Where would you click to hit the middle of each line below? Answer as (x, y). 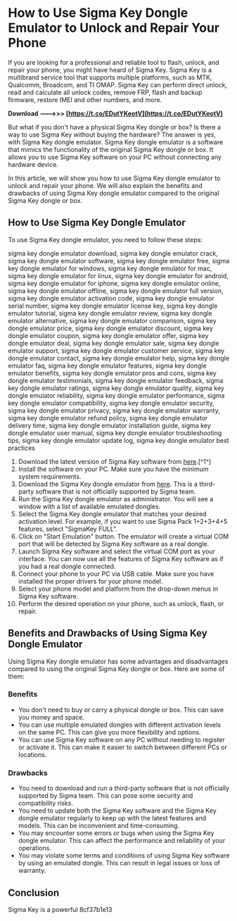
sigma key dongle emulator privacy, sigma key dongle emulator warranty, (114, 411)
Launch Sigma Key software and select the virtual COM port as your (116, 551)
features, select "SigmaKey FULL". (68, 529)
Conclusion (34, 892)
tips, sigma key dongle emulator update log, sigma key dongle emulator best (118, 440)
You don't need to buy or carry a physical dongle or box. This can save (121, 710)
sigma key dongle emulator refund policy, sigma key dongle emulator (108, 418)
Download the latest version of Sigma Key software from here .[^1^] (115, 461)
